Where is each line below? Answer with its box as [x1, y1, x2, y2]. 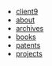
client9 [15, 7, 39, 16]
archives [15, 24, 44, 33]
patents [15, 41, 41, 50]
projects [15, 49, 43, 58]
